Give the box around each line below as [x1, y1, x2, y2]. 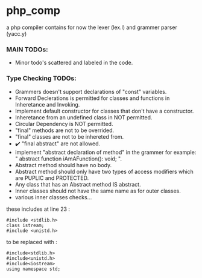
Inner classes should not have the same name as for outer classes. [14, 187, 181, 194]
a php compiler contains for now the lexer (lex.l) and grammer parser [6, 24, 178, 31]
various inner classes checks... [14, 193, 92, 200]
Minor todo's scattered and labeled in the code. [14, 59, 133, 67]
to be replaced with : [6, 238, 57, 245]
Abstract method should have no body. [14, 161, 112, 168]
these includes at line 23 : [6, 205, 71, 213]
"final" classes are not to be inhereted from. [14, 133, 124, 140]
